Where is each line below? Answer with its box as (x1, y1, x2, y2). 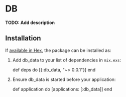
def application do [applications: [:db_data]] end (12, 86, 112, 92)
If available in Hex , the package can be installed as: (5, 47, 111, 53)
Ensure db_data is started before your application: (12, 76, 116, 82)
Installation (5, 34, 41, 42)
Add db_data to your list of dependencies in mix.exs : (12, 57, 121, 63)
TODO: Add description (5, 19, 55, 25)
